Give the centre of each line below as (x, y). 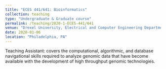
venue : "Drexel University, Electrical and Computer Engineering (74, 28)
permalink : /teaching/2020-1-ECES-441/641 (49, 23)
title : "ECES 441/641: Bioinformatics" (46, 10)
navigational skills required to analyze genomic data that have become (77, 56)
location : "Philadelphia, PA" (36, 37)
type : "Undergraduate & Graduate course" (48, 19)
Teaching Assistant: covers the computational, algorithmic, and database (79, 51)
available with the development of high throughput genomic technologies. (80, 61)
